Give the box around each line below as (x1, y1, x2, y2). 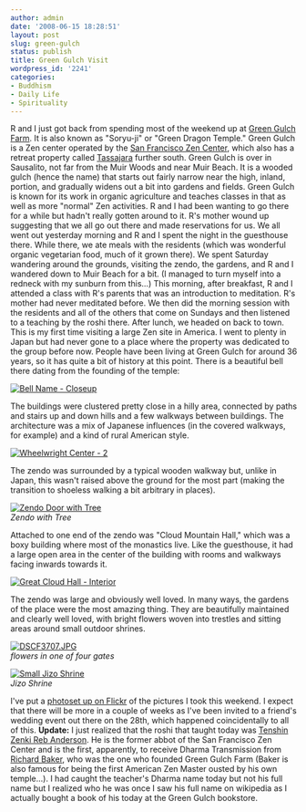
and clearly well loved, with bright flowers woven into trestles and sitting (10, 613, 281, 625)
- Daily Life (10, 89, 60, 99)
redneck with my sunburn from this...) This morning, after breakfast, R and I (10, 278, 294, 289)
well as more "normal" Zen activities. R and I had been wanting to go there (10, 201, 290, 212)
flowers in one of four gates (10, 651, 115, 661)
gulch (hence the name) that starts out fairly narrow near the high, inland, (10, 172, 286, 182)
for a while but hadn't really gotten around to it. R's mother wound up (10, 211, 270, 222)
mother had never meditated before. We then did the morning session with (10, 297, 291, 308)
